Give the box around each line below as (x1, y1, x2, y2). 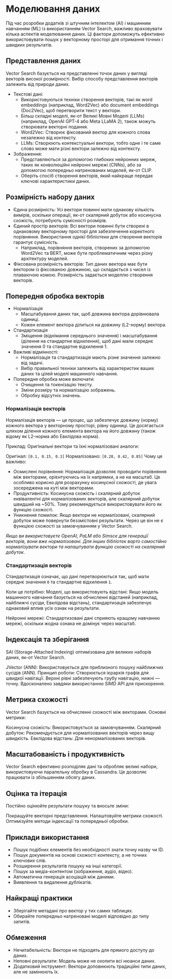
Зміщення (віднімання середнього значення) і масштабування (20, 333, 158, 339)
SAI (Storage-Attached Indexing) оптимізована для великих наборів (6, 648, 152, 655)
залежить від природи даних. (6, 81, 70, 87)
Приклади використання (6, 833, 89, 842)
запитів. (13, 918, 31, 924)
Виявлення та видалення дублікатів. (13, 879, 92, 885)
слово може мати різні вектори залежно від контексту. (20, 145, 141, 151)
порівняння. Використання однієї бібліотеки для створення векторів (13, 233, 162, 240)
